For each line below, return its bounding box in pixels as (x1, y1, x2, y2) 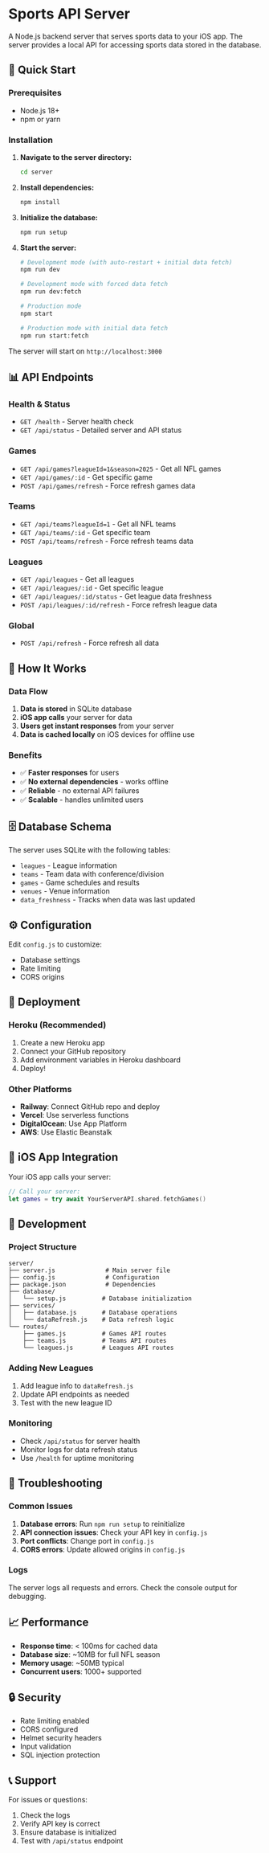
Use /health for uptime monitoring (19, 1453, 135, 1462)
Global (8, 620, 35, 632)
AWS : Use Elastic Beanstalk (19, 1127, 112, 1137)
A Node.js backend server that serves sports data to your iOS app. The (8, 31, 243, 41)
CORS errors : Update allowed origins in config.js (19, 1544, 185, 1554)
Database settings (19, 955, 80, 965)
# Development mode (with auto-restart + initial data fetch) (19, 258, 233, 266)
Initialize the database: (19, 212, 99, 222)
